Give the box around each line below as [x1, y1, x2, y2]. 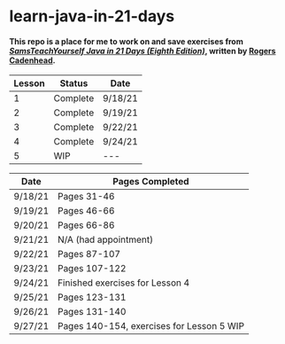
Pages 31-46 [57, 191, 115, 203]
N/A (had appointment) [57, 233, 153, 246]
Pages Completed [112, 176, 189, 188]
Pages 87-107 [57, 248, 121, 261]
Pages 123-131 [57, 291, 127, 303]
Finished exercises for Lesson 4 [57, 277, 190, 289]
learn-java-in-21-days [9, 6, 175, 27]
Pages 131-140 [57, 306, 127, 318]
